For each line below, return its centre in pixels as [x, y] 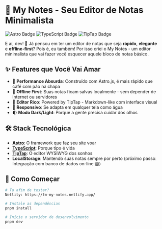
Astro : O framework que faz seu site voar [54, 143]
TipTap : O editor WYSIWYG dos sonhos [52, 153]
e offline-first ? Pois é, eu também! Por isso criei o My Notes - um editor [78, 49]
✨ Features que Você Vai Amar [53, 69]
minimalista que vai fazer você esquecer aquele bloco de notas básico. [77, 54]
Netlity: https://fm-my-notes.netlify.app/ [50, 195]
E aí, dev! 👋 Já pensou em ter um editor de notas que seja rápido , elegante [81, 43]
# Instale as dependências [33, 204]
